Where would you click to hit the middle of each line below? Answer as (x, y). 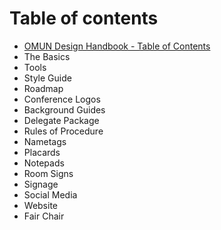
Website (41, 205)
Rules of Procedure (63, 131)
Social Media (50, 194)
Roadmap (43, 88)
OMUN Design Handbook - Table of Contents (117, 46)
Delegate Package (61, 120)
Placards (42, 152)
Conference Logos (62, 99)
